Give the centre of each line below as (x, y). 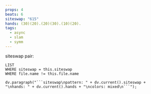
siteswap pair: (19, 56)
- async (18, 33)
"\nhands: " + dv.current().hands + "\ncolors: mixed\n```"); (71, 87)
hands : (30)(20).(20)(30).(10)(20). (43, 23)
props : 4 (14, 10)
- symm (16, 42)
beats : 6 (14, 14)
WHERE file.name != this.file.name (42, 74)
